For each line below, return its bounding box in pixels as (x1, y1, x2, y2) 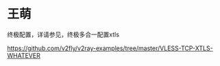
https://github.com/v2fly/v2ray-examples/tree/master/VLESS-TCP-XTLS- (7, 44, 214, 52)
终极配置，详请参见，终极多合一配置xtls (7, 30, 120, 38)
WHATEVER (7, 51, 41, 59)
